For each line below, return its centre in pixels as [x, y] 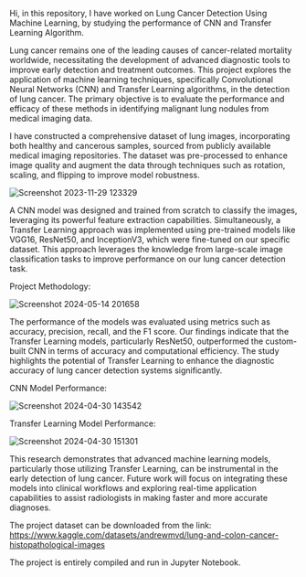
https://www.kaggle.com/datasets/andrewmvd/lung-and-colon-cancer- [144, 535]
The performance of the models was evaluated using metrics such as [140, 322]
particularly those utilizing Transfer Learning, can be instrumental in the [144, 469]
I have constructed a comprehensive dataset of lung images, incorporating [150, 136]
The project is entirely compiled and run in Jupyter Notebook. [125, 562]
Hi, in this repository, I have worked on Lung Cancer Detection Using [138, 13]
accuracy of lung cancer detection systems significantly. [116, 370]
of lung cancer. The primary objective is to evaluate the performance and [147, 99]
